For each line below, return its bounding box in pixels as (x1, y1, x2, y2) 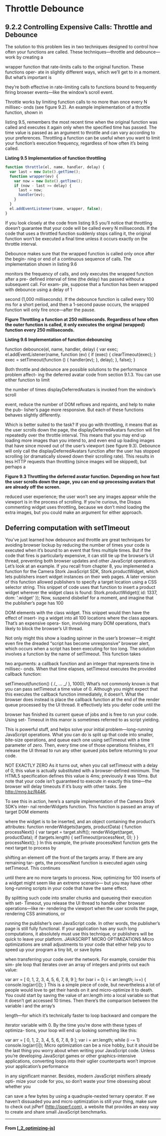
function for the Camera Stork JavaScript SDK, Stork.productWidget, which (5, 568, 159, 574)
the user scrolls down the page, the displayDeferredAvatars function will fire (5, 426, 160, 432)
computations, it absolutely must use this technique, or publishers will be (5, 931, 154, 937)
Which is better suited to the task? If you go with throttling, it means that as (5, 422, 158, 427)
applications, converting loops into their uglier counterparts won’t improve (5, 1058, 156, 1064)
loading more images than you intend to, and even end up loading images (5, 437, 155, 443)
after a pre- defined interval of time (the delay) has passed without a (5, 276, 145, 282)
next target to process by (5, 845, 57, 851)
